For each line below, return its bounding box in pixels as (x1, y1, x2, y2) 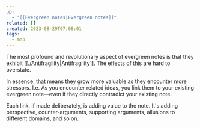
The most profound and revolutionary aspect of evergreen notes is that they (6, 53, 194, 60)
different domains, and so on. (6, 115, 79, 122)
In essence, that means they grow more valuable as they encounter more (6, 78, 187, 85)
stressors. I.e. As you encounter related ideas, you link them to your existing (6, 84, 194, 91)
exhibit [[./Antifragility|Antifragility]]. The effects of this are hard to (6, 59, 171, 67)
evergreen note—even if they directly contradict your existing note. (6, 91, 172, 97)
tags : (6, 31, 20, 37)
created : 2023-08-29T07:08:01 (6, 25, 82, 32)
